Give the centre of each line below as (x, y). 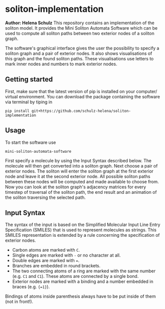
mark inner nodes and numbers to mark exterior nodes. (61, 64)
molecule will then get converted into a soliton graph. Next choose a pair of (82, 166)
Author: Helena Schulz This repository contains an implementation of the (80, 23)
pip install (17, 111)
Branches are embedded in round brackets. (56, 266)
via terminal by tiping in (29, 102)
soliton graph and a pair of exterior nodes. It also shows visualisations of (79, 53)
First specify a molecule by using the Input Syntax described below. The (78, 160)
